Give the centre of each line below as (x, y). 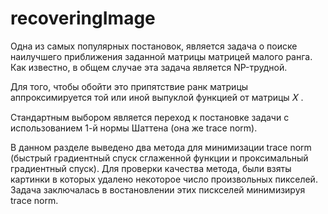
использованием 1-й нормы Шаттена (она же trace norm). (134, 128)
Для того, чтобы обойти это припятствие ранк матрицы (129, 86)
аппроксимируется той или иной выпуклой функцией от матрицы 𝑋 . (157, 97)
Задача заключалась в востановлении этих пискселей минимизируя (158, 189)
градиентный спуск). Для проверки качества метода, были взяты (151, 168)
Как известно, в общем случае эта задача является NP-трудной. (149, 67)
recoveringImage (83, 18)
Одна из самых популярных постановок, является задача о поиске (154, 46)
